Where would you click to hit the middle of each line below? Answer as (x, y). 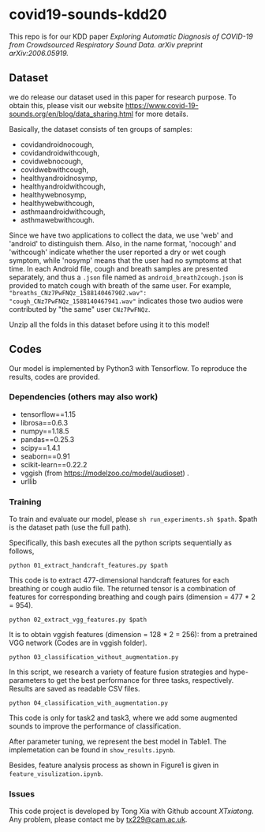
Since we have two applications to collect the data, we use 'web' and (121, 235)
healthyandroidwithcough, (63, 186)
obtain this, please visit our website (67, 105)
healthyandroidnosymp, (59, 178)
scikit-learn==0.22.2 (54, 464)
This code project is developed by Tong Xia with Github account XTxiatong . (132, 811)
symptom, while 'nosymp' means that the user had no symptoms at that (125, 260)
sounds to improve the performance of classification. (95, 726)
